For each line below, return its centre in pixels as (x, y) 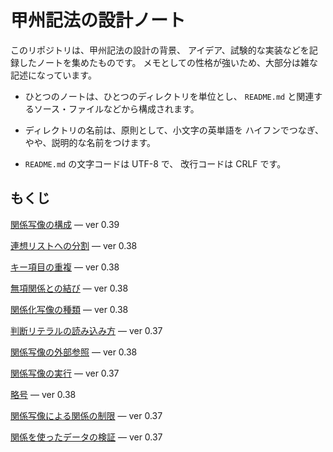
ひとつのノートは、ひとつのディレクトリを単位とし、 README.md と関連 (169, 96)
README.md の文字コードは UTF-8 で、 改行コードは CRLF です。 (155, 163)
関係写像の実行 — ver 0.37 (65, 373)
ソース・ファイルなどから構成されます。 (116, 108)
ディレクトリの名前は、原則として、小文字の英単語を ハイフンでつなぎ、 (174, 130)
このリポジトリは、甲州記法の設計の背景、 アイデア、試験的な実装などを (160, 50)
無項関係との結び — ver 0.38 (69, 288)
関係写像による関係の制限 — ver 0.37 (86, 415)
